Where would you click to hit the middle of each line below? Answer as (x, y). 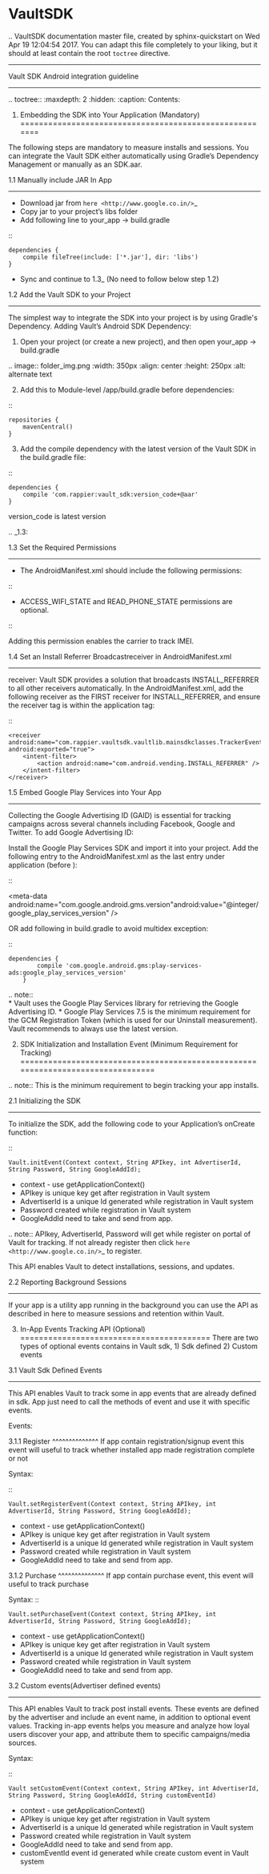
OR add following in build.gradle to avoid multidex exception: (108, 928)
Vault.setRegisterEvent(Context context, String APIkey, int (112, 1504)
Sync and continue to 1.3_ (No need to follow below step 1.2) (119, 279)
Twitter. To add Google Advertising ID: (71, 832)
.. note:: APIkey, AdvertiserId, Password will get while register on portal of (130, 1234)
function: (23, 1132)
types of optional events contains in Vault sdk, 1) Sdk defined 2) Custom (139, 1346)
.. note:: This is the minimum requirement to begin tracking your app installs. (134, 1085)
